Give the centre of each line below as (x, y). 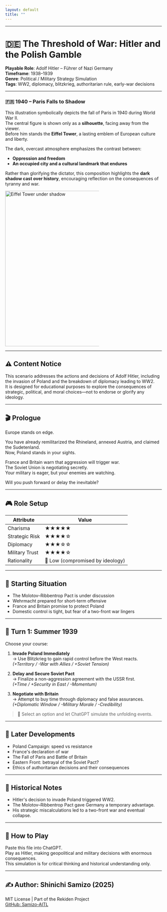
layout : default (22, 10)
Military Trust (23, 553)
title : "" (15, 14)
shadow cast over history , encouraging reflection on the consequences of (82, 178)
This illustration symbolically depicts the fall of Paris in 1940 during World (80, 112)
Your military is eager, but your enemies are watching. (60, 473)
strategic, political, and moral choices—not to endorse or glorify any (75, 392)
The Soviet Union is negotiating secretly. (46, 468)
